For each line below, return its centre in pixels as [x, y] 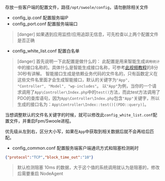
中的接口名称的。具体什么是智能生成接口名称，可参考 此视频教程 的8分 [88, 67]
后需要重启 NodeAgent [40, 173]
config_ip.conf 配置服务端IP [40, 18]
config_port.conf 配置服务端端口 [45, 24]
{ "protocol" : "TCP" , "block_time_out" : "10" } [49, 157]
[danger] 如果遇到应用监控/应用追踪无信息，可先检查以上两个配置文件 [88, 34]
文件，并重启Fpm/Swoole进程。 [41, 121]
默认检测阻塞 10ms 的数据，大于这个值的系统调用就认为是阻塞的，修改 [88, 167]
